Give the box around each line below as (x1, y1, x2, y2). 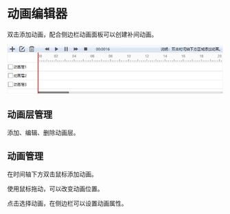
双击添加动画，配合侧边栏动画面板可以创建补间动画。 (7, 30, 158, 38)
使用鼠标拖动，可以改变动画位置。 (7, 185, 104, 193)
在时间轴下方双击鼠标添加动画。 (7, 169, 97, 178)
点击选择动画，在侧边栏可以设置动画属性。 (7, 199, 128, 207)
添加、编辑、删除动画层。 (7, 128, 80, 136)
